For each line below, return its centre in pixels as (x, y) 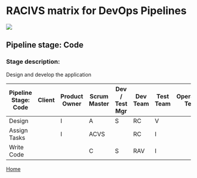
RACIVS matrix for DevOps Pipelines (96, 11)
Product (72, 96)
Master (99, 104)
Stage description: (33, 61)
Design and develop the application (49, 74)
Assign (18, 130)
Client (46, 100)
